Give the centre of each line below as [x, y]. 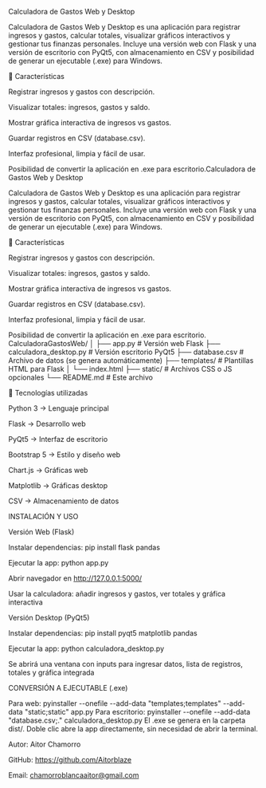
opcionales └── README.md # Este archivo [81, 377]
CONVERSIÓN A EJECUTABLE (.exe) [68, 688]
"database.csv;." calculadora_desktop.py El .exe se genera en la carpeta [127, 720]
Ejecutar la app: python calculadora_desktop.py [86, 648]
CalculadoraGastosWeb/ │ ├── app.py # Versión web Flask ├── [114, 343]
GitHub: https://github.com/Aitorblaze [70, 760]
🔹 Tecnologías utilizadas [48, 393]
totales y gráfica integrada [51, 672]
